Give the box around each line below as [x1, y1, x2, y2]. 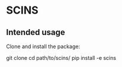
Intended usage [6, 27, 65, 37]
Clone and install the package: [6, 43, 81, 50]
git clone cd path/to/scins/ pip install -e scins [6, 55, 117, 61]
